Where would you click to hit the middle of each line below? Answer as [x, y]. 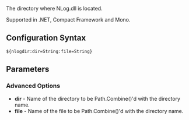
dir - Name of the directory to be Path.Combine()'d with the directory [97, 98]
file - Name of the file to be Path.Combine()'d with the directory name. [99, 111]
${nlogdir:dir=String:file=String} [49, 51]
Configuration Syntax [46, 38]
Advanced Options [33, 86]
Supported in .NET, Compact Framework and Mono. [68, 20]
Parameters [28, 69]
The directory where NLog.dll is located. [55, 8]
